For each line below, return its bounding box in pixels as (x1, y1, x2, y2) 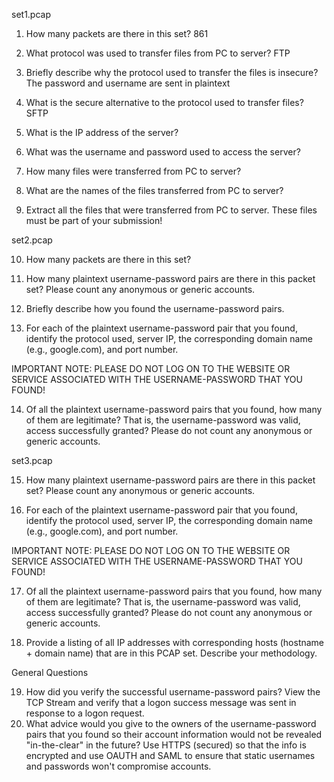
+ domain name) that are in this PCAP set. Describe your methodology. (25, 647, 318, 659)
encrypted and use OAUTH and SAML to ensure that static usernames (25, 750, 316, 761)
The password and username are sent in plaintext (25, 77, 231, 89)
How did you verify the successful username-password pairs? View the (25, 686, 321, 698)
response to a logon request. (25, 707, 145, 719)
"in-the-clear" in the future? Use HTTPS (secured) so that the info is (25, 739, 307, 751)
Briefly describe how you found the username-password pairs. (25, 303, 285, 314)
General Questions (11, 667, 89, 678)
